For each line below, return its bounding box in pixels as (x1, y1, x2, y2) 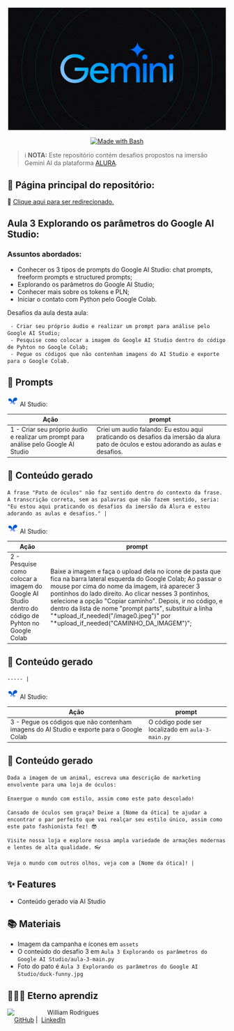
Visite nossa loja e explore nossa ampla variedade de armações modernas (7, 837, 226, 844)
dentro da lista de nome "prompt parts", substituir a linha (50, 604, 213, 613)
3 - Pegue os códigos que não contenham (10, 718, 132, 727)
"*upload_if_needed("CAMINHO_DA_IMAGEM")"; (50, 619, 192, 628)
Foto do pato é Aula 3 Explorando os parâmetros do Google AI (17, 962, 198, 970)
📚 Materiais (7, 917, 61, 930)
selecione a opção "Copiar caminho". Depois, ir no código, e (50, 597, 223, 605)
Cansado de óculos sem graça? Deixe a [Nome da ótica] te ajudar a (7, 809, 208, 816)
